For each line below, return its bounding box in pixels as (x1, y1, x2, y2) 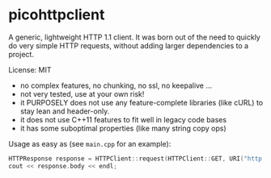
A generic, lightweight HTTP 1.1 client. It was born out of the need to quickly (8, 32, 260, 42)
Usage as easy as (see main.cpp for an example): (8, 139, 171, 148)
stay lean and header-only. (19, 106, 110, 116)
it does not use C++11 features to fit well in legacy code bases (19, 114, 227, 124)
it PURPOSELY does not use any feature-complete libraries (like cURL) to (19, 97, 264, 107)
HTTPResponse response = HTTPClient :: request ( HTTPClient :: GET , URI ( (8, 155, 244, 163)
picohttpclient (8, 6, 105, 24)
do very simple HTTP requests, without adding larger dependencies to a (8, 40, 249, 50)
